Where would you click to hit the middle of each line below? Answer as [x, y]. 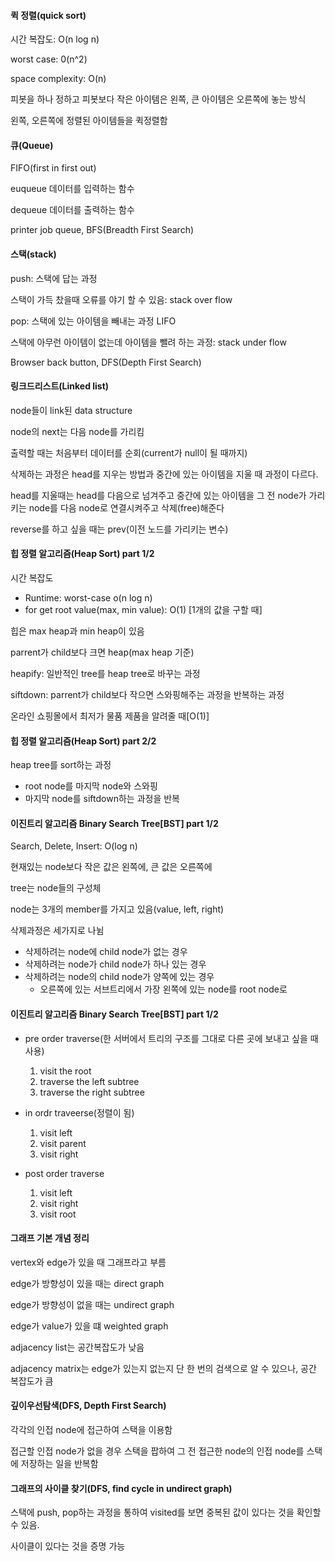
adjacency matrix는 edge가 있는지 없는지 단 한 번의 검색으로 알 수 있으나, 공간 [163, 1368]
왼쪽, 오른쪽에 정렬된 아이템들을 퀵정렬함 [89, 121]
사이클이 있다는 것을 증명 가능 [68, 1546]
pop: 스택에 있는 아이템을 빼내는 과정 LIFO [93, 321]
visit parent [63, 1143]
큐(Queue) [32, 145]
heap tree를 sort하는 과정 [61, 765]
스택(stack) [33, 254]
